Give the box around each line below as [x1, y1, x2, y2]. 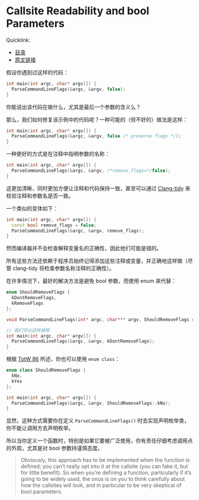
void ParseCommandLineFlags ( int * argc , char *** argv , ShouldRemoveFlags [6, 316, 190, 322]
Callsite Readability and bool [6, 4, 150, 18]
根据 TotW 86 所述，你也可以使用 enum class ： [6, 356, 120, 363]
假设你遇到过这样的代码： [6, 68, 69, 76]
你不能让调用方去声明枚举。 [6, 424, 74, 432]
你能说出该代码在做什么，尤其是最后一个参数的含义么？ [6, 103, 141, 111]
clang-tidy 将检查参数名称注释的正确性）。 [12, 265, 114, 272]
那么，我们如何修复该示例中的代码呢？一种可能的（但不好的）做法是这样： [6, 116, 188, 123]
